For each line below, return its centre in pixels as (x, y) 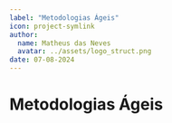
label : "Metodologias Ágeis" (64, 18)
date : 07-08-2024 (42, 60)
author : (24, 34)
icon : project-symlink (52, 26)
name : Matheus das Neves (64, 43)
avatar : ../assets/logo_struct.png (85, 52)
